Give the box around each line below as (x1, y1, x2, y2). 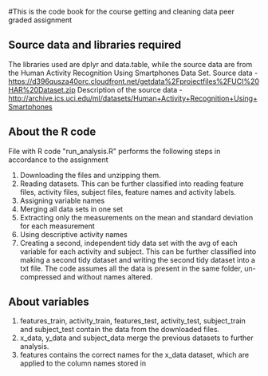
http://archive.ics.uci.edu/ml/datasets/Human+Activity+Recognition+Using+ (8, 93, 258, 103)
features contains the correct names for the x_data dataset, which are (19, 350, 250, 360)
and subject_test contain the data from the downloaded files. (19, 325, 220, 334)
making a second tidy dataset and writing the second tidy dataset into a (19, 255, 255, 264)
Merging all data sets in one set (19, 204, 124, 214)
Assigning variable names (19, 196, 105, 205)
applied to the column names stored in (19, 358, 147, 368)
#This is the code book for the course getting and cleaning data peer (8, 7, 235, 16)
